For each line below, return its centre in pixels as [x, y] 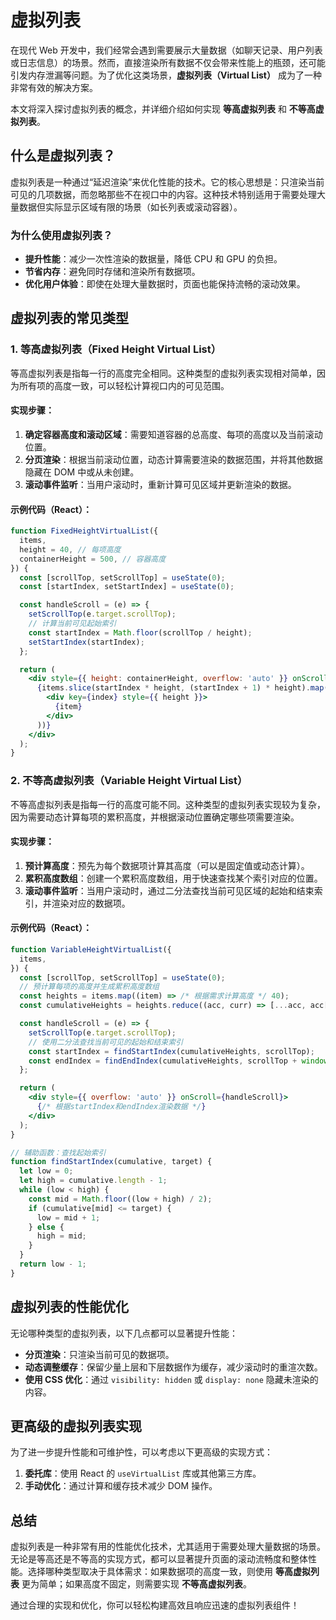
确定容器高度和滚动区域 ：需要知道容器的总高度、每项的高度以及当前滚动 [173, 434]
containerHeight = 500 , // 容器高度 [93, 559]
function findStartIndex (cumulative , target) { [111, 1162]
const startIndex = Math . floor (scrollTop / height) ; [140, 632]
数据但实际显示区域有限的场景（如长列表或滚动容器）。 [130, 207]
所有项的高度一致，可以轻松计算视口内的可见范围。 [124, 385]
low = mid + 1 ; [68, 1217]
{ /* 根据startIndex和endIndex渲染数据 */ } [121, 1107]
